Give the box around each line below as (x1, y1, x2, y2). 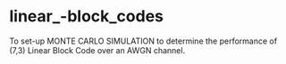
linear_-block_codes (9, 6, 164, 27)
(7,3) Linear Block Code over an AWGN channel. (9, 44, 186, 55)
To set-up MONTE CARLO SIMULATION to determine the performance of (9, 36, 278, 46)
